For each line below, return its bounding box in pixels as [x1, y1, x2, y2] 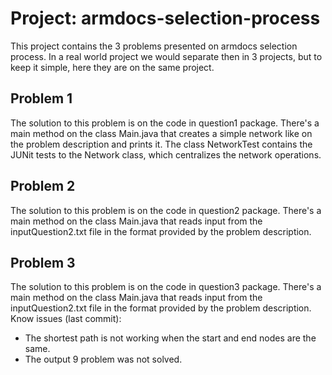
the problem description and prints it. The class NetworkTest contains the [10, 138, 313, 150]
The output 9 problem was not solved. [24, 353, 183, 366]
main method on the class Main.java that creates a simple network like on [10, 127, 313, 139]
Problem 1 [10, 90, 73, 107]
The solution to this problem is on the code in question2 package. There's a [10, 204, 322, 216]
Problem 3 [10, 254, 76, 271]
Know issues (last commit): [10, 313, 122, 325]
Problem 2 [10, 178, 76, 195]
